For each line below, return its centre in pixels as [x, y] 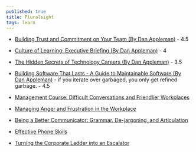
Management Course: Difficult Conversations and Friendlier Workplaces [102, 97]
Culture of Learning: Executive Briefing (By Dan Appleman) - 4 [91, 51]
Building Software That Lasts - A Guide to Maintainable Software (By [98, 74]
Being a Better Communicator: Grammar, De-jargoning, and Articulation [101, 120]
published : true [26, 11]
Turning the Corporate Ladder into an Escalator [72, 143]
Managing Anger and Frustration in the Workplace [76, 109]
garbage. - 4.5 [32, 86]
